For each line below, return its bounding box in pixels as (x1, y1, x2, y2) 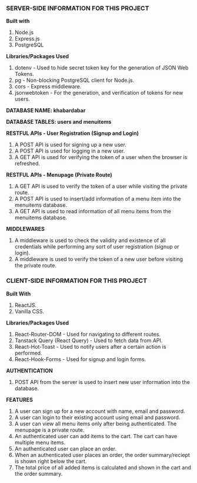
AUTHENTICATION (6, 367, 53, 374)
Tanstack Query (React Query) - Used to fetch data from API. (14, 337, 163, 344)
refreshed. (14, 160, 40, 167)
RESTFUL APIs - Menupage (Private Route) (6, 171, 113, 178)
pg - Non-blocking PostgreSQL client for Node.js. (14, 77, 135, 84)
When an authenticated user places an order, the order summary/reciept (14, 451, 190, 458)
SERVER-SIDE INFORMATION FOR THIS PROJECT (6, 4, 149, 12)
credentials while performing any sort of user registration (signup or (14, 243, 179, 250)
